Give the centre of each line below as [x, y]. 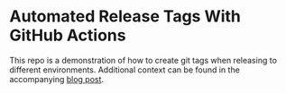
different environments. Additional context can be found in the [125, 70]
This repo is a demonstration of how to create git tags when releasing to [143, 60]
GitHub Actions [68, 35]
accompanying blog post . [57, 79]
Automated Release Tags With [125, 17]
